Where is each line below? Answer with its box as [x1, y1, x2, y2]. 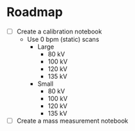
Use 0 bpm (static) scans [26, 36, 100, 43]
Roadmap [6, 4, 63, 20]
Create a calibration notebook [16, 27, 102, 36]
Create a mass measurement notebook [16, 116, 129, 125]
